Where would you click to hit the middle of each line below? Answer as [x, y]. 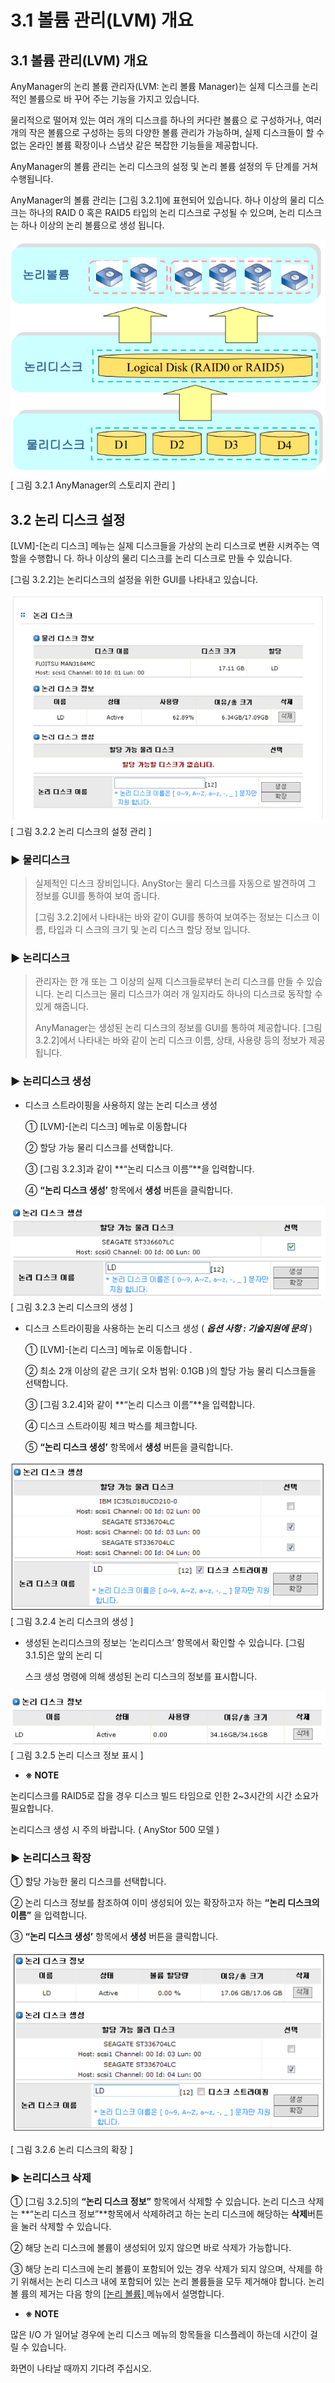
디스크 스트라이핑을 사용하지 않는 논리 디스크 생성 [121, 1105]
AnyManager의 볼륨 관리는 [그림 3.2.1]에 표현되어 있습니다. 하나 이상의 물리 [158, 200]
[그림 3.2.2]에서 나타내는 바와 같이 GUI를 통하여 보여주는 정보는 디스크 [172, 917]
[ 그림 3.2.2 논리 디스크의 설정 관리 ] [81, 831]
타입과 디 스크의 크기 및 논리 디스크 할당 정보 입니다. [149, 929]
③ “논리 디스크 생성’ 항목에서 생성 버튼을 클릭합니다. [114, 1937]
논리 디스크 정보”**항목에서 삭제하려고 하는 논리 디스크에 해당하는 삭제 [170, 2214]
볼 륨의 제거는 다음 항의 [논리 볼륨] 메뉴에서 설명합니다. [117, 2294]
